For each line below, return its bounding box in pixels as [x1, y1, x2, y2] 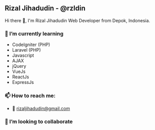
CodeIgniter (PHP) [12, 41, 50, 48]
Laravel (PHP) [12, 47, 41, 53]
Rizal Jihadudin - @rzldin [5, 4, 86, 13]
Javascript [12, 53, 34, 59]
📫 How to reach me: [5, 92, 56, 99]
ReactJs [12, 74, 29, 80]
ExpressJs [12, 79, 34, 85]
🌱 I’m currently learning [5, 30, 64, 37]
